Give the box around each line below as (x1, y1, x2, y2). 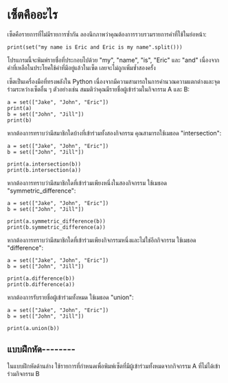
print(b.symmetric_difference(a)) (7, 223, 106, 230)
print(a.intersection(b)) (7, 160, 81, 168)
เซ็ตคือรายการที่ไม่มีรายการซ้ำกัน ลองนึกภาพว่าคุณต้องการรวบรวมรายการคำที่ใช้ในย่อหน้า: (7, 30, 207, 38)
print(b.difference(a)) (7, 281, 76, 288)
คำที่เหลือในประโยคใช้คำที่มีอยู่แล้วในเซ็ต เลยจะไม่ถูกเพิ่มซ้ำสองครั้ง (7, 63, 156, 72)
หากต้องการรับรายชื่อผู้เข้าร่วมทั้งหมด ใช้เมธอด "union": (7, 293, 134, 301)
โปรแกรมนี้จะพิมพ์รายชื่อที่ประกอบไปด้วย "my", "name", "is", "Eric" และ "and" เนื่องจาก (7, 56, 220, 64)
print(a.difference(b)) (7, 275, 76, 282)
